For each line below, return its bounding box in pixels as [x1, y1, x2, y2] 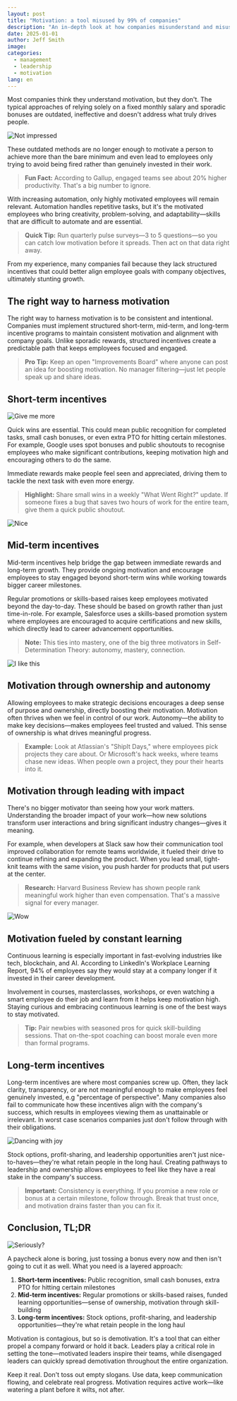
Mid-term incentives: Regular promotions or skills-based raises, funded [17, 1290, 228, 1299]
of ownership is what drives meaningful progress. [7, 728, 152, 737]
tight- [204, 855, 221, 863]
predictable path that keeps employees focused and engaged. [7, 344, 188, 353]
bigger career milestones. [7, 580, 83, 589]
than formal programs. [24, 1039, 90, 1047]
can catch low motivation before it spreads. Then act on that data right [24, 239, 230, 247]
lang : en [7, 76, 33, 83]
